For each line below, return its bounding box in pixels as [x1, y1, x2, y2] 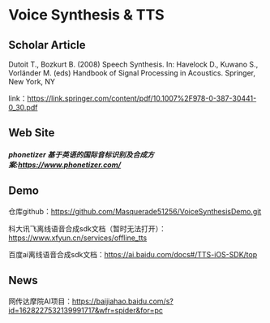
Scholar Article [8, 38, 87, 52]
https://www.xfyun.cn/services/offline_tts [8, 233, 148, 243]
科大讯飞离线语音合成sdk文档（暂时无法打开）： [8, 223, 166, 233]
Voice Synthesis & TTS [8, 6, 165, 24]
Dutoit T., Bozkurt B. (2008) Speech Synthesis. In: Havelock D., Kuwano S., [8, 59, 259, 69]
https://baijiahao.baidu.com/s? [71, 296, 174, 306]
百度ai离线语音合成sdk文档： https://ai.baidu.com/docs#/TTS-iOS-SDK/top [8, 249, 258, 259]
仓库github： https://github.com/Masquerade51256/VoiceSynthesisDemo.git [8, 206, 262, 216]
